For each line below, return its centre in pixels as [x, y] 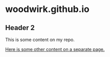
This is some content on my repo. [40, 39]
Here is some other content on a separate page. [55, 49]
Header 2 [20, 28]
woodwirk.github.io [47, 9]
